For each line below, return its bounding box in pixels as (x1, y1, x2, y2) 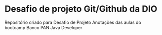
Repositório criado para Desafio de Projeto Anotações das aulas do (4, 19, 141, 25)
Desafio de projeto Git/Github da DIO (4, 3, 158, 15)
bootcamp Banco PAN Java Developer (4, 24, 82, 30)
